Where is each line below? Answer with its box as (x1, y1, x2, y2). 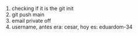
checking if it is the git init (11, 5, 74, 12)
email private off (11, 17, 51, 24)
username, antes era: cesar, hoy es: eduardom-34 (11, 23, 133, 30)
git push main (11, 11, 45, 18)
